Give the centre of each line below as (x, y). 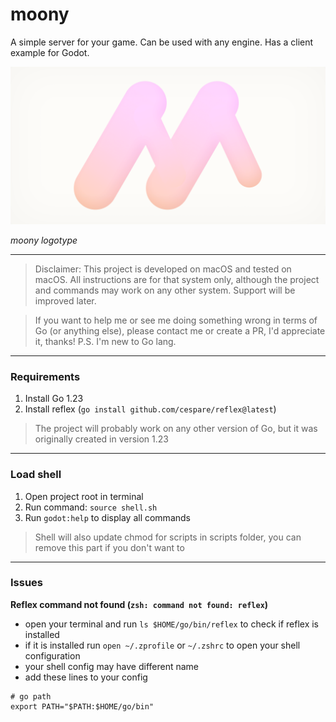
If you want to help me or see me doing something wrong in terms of (176, 320)
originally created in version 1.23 (101, 439)
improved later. (65, 300)
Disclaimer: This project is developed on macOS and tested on (163, 269)
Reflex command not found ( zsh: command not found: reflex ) (139, 604)
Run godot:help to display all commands (107, 517)
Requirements (45, 376)
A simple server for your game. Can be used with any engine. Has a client (162, 42)
